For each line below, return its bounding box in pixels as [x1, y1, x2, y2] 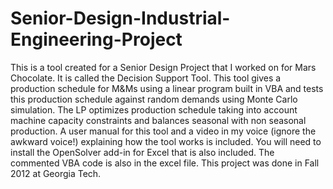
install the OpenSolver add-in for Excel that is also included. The [10, 146, 275, 158]
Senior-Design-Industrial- [10, 7, 231, 30]
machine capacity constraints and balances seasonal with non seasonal [10, 114, 307, 126]
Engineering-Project [10, 28, 183, 51]
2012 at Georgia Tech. [10, 167, 102, 179]
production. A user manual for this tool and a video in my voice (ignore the [10, 125, 317, 137]
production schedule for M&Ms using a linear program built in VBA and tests [10, 82, 324, 94]
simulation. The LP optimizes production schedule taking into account [10, 103, 298, 116]
